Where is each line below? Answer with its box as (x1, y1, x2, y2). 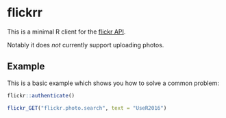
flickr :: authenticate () (7, 92, 75, 99)
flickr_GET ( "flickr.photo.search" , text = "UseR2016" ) (7, 104, 167, 111)
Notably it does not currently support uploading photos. (7, 40, 164, 49)
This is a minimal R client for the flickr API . (7, 27, 126, 36)
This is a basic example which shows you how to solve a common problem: (7, 79, 219, 87)
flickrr (7, 5, 43, 21)
